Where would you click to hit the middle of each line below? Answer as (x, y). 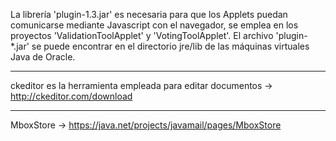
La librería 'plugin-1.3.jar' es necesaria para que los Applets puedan (149, 14)
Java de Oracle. (43, 57)
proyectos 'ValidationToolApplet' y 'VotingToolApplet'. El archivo (142, 35)
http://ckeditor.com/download (71, 96)
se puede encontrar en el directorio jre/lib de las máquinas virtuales (170, 46)
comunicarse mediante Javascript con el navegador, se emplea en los (154, 25)
